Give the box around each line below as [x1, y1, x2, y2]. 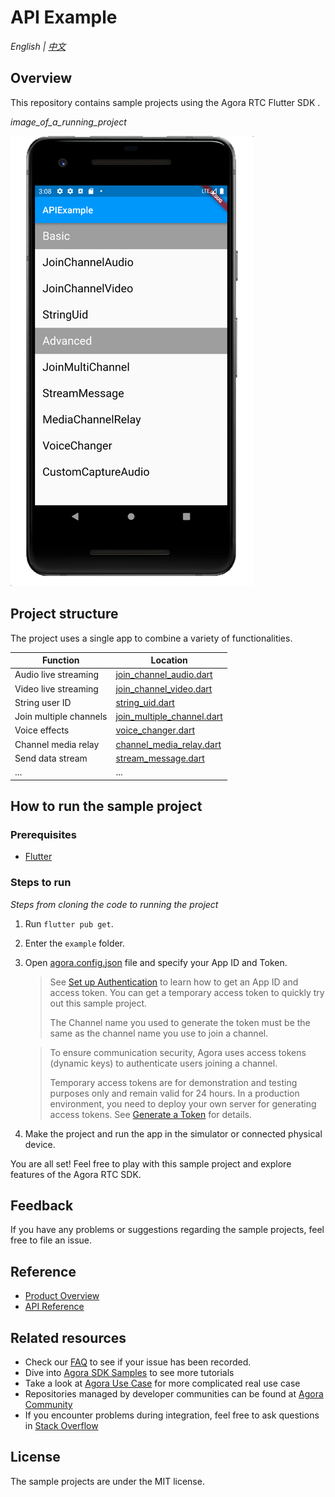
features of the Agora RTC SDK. [10, 1168, 142, 1180]
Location [150, 654, 188, 666]
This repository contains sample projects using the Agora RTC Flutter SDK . [10, 96, 321, 108]
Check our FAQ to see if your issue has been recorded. [24, 1356, 252, 1368]
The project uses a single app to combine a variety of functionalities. [10, 632, 293, 644]
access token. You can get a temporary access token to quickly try [49, 986, 325, 998]
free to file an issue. [10, 1234, 93, 1246]
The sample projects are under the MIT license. [10, 1475, 205, 1487]
